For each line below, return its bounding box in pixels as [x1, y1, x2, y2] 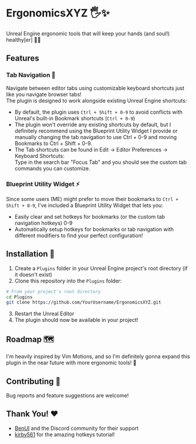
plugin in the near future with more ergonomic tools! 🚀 [6, 359, 137, 366]
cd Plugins [6, 294, 33, 300]
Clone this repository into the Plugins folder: [14, 277, 122, 284]
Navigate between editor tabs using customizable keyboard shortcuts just [6, 84, 185, 91]
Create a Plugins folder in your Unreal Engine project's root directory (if [14, 265, 188, 272]
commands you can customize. [14, 165, 91, 172]
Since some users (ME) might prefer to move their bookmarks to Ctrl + [6, 195, 179, 202]
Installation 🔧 [6, 249, 55, 259]
